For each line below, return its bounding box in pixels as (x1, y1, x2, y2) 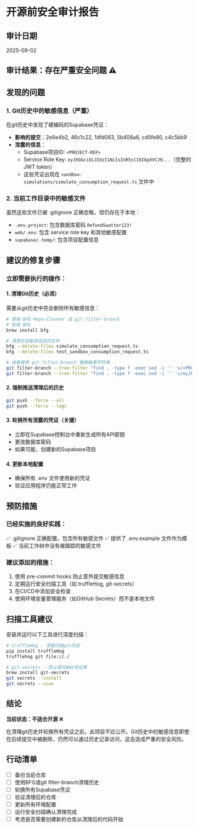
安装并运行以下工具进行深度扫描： (6, 630, 89, 638)
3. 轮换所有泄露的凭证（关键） (6, 416, 80, 423)
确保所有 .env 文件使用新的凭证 (14, 474, 90, 482)
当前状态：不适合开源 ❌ (6, 715, 64, 722)
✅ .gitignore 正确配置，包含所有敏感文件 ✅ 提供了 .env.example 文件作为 (6, 535, 183, 542)
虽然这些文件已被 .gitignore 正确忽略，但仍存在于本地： (6, 209, 141, 216)
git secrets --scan (6, 681, 54, 687)
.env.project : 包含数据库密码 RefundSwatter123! (14, 221, 133, 228)
